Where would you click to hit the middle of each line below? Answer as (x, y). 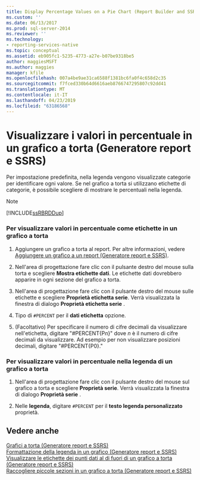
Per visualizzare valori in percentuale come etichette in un (92, 228)
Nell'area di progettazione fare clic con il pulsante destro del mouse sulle (104, 291)
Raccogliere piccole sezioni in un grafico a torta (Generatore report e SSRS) (99, 470)
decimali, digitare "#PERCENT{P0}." (59, 346)
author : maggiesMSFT (32, 61)
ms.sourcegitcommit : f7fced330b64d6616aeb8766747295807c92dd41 (86, 84)
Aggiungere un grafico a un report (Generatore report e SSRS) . (92, 255)
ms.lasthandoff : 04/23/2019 (41, 100)
